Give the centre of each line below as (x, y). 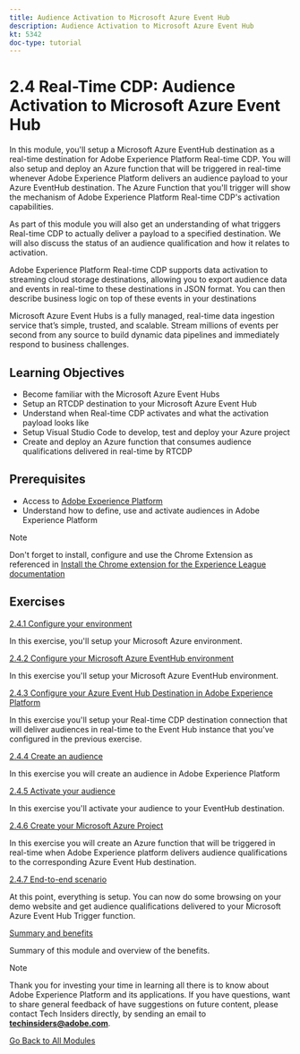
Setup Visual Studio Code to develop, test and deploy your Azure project (156, 432)
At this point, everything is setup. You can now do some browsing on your (146, 896)
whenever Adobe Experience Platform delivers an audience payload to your (149, 178)
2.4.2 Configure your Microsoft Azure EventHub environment (122, 658)
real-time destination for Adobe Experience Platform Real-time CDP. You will (150, 159)
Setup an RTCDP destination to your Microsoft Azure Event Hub (139, 403)
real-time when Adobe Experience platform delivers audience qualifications (149, 853)
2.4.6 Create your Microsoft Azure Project (86, 826)
